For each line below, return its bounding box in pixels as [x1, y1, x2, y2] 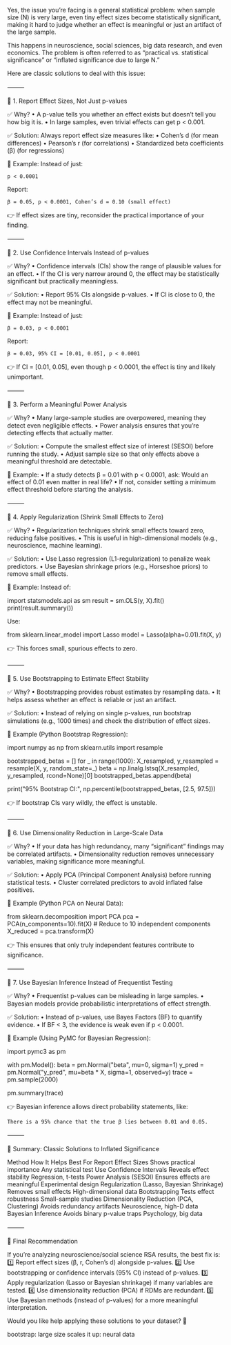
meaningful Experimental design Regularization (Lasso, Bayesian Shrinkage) [7, 1180, 224, 1188]
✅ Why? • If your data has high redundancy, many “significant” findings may [7, 842, 224, 850]
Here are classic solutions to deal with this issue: [7, 69, 146, 77]
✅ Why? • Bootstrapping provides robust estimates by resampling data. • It [7, 688, 221, 696]
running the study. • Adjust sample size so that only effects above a [7, 450, 200, 458]
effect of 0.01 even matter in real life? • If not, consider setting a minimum [7, 478, 216, 486]
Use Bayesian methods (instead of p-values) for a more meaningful [7, 1296, 199, 1304]
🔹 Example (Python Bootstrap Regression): [7, 730, 128, 738]
